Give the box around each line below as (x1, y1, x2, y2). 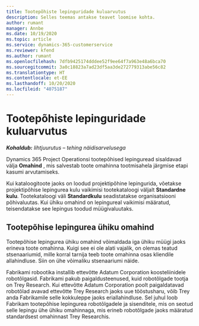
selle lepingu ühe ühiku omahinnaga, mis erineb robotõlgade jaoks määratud (6, 306, 193, 314)
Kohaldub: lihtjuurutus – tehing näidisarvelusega (6, 144, 126, 151)
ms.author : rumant (6, 53, 52, 59)
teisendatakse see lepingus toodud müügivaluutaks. (6, 205, 134, 212)
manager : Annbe (6, 25, 44, 32)
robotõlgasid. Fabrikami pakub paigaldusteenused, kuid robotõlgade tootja (6, 275, 188, 282)
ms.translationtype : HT (6, 70, 65, 76)
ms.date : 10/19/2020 (6, 31, 58, 37)
